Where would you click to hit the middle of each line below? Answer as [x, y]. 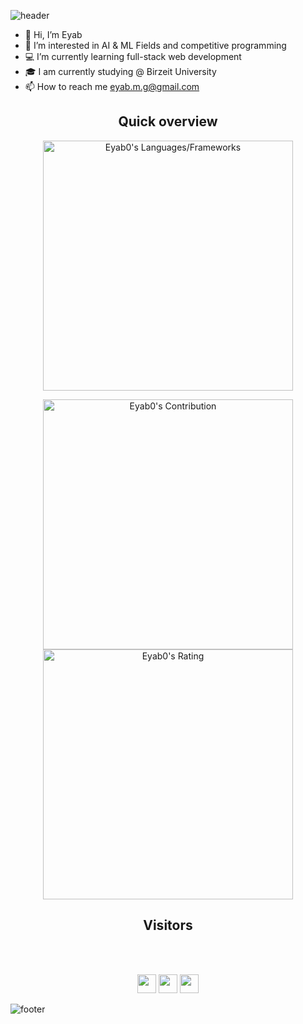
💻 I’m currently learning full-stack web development [133, 56]
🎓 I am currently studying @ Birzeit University [120, 71]
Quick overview [168, 121]
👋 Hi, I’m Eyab [53, 34]
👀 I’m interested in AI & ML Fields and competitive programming [155, 45]
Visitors [168, 925]
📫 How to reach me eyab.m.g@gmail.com [112, 86]
